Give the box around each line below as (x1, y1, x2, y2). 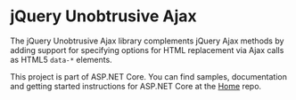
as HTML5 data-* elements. (10, 54, 112, 65)
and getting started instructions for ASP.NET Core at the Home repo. (10, 81, 262, 91)
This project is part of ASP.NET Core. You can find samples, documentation (10, 71, 288, 81)
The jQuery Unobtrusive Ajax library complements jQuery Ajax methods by (10, 35, 284, 46)
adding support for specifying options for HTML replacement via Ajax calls (10, 44, 284, 55)
